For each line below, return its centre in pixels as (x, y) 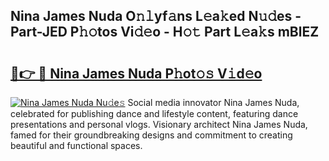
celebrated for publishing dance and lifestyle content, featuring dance (154, 113)
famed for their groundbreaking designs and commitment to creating (151, 135)
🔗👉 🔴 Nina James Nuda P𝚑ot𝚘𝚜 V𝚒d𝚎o (136, 73)
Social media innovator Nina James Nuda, (213, 102)
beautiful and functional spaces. (76, 145)
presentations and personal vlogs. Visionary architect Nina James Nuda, (159, 124)
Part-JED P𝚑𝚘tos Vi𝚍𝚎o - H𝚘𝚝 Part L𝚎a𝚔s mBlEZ (165, 32)
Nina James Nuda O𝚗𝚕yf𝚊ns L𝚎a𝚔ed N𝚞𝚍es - (156, 16)
